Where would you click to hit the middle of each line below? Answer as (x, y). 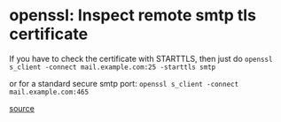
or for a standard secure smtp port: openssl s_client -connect (124, 83)
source (22, 108)
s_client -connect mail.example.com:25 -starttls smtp (113, 67)
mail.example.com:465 (49, 92)
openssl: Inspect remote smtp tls (133, 15)
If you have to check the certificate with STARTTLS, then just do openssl (141, 58)
